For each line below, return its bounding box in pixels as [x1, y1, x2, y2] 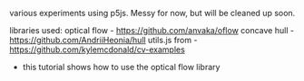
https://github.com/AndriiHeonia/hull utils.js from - [9, 35, 198, 45]
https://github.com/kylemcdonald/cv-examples [9, 44, 186, 55]
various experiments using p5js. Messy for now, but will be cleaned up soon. [9, 8, 296, 18]
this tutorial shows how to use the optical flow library [22, 62, 221, 72]
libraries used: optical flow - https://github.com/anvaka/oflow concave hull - [9, 25, 295, 35]
